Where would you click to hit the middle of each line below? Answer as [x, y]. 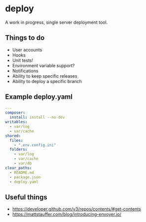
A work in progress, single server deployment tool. [56, 22]
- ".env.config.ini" [35, 145]
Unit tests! [23, 60]
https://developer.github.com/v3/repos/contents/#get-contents [77, 209]
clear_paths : [18, 168]
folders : [18, 150]
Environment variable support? [43, 65]
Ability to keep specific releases [45, 76]
